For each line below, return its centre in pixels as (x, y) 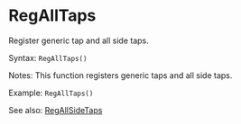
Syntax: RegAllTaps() (48, 58)
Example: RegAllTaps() (51, 93)
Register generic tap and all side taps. (79, 40)
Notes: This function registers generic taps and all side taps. (120, 75)
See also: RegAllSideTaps (56, 110)
